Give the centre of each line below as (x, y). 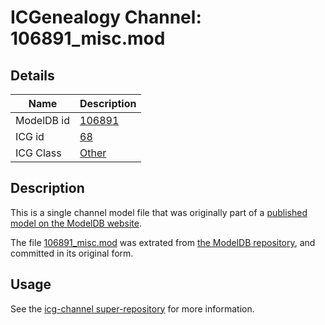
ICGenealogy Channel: (106, 17)
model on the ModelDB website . (76, 223)
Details (32, 75)
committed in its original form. (72, 253)
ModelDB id (43, 120)
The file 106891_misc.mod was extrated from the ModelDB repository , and (163, 242)
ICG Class (38, 153)
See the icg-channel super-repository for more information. (132, 308)
